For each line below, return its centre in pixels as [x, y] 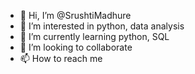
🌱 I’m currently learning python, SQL [94, 36]
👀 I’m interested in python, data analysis [102, 26]
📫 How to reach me [61, 58]
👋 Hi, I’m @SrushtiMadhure [75, 15]
